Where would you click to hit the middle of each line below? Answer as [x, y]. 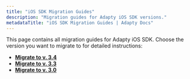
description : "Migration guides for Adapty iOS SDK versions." [87, 17]
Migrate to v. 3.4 [36, 58]
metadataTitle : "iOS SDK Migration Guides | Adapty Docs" [80, 23]
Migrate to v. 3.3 [36, 64]
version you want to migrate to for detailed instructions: [74, 46]
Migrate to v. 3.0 [36, 70]
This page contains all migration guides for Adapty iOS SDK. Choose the [95, 40]
